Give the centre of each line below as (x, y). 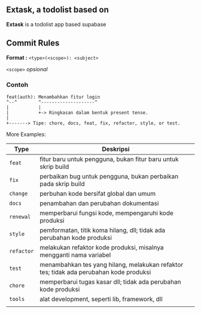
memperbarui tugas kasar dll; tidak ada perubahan (110, 282)
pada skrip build (62, 184)
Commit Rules (33, 43)
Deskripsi (115, 149)
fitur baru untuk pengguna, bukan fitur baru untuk (109, 159)
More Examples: (26, 134)
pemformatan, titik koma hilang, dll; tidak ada (103, 230)
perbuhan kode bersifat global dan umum (98, 193)
